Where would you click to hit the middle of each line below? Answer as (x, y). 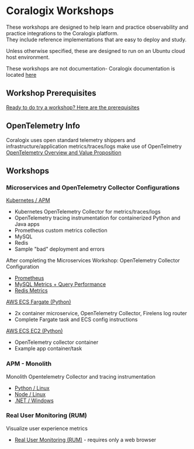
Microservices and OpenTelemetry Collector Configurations (93, 187)
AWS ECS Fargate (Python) (39, 302)
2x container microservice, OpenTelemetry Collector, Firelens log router (101, 313)
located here (21, 75)
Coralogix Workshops (60, 11)
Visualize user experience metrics (47, 428)
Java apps (27, 224)
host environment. (28, 57)
